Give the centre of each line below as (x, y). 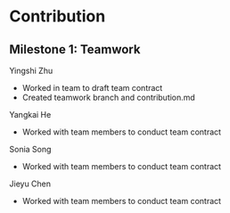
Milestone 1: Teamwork (75, 49)
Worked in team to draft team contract (92, 88)
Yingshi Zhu (31, 70)
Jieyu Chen (30, 184)
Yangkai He (30, 115)
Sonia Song (30, 149)
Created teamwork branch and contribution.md (109, 97)
